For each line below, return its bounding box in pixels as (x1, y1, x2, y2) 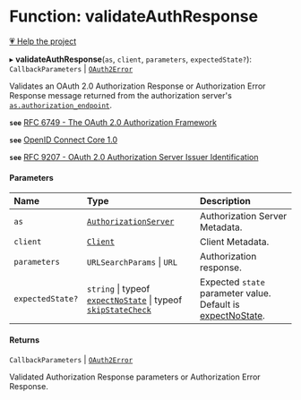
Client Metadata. (200, 235, 270, 248)
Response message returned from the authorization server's (9, 89, 233, 100)
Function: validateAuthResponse (9, 6, 258, 27)
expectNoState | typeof (86, 294, 183, 306)
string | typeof (86, 283, 150, 295)
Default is (200, 298, 240, 311)
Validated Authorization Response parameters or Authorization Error (9, 371, 262, 382)
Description (200, 195, 251, 208)
